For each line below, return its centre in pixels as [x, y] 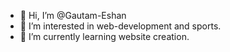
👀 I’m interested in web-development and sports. [120, 26]
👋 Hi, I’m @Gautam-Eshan [73, 15]
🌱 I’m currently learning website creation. [104, 36]
